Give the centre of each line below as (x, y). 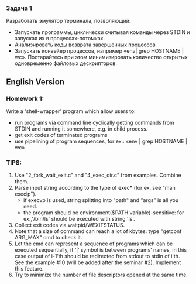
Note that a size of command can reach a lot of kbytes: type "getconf (98, 231)
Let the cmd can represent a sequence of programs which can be (94, 244)
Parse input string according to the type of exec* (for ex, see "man (95, 188)
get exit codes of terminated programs (61, 135)
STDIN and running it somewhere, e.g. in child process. (81, 129)
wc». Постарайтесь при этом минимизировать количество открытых (101, 57)
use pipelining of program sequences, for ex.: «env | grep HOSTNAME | (101, 141)
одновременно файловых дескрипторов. (66, 63)
